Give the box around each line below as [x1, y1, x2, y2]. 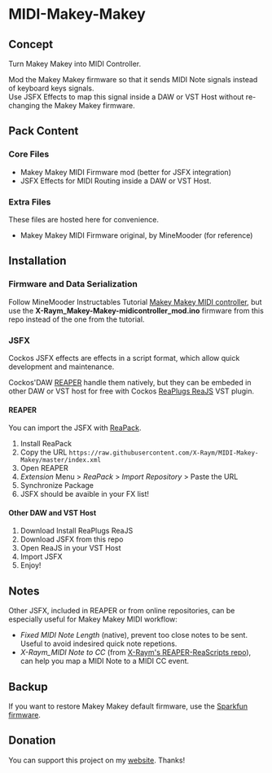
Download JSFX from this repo [20, 534, 124, 544]
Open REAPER [20, 463, 68, 473]
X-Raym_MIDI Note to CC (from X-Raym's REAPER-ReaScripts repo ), [20, 648, 252, 657]
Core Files [8, 148, 50, 160]
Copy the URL [20, 447, 68, 457]
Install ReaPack [20, 439, 72, 449]
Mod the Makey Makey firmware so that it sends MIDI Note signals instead [8, 75, 258, 84]
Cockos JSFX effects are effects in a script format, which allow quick [8, 353, 240, 362]
